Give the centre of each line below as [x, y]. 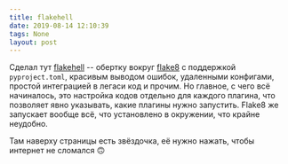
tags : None [29, 34]
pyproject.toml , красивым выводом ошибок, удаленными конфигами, [142, 77]
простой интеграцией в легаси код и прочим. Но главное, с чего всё [140, 86]
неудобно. [29, 124]
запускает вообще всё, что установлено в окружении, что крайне [135, 114]
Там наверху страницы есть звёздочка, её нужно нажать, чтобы [132, 141]
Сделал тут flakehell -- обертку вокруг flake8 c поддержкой [123, 67]
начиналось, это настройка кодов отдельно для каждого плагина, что [142, 96]
